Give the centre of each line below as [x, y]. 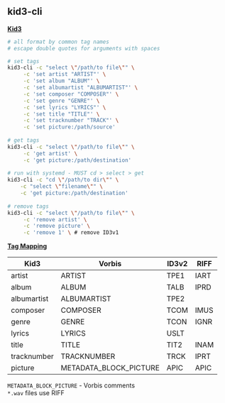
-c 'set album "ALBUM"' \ [61, 81]
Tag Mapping [27, 246]
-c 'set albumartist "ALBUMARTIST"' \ [81, 88]
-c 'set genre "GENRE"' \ [61, 101]
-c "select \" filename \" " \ [61, 187]
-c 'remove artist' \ [55, 219]
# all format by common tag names [59, 42]
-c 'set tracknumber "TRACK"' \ [71, 121]
